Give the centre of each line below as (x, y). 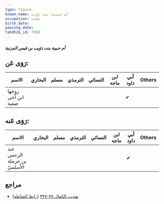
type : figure (18, 10)
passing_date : (20, 28)
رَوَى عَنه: (17, 121)
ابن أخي (16, 97)
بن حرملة (17, 161)
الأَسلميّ (16, 167)
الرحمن (15, 155)
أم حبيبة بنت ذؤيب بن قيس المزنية (35, 48)
